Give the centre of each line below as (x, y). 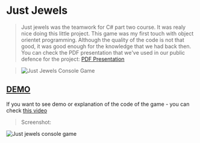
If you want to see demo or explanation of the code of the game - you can (98, 104)
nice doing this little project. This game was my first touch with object (107, 33)
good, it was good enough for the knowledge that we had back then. (106, 46)
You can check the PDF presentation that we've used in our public (103, 52)
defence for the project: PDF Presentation (73, 59)
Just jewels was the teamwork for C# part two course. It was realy (103, 27)
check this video (27, 110)
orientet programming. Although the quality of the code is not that (103, 40)
